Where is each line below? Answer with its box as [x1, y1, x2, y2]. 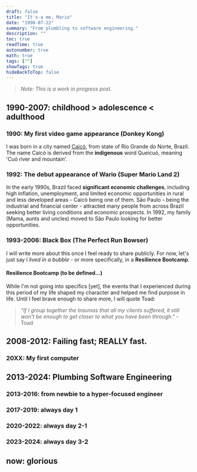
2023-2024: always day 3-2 [6, 438, 88, 446]
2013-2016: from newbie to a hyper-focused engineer [6, 390, 163, 398]
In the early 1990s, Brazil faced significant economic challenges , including [6, 184, 190, 191]
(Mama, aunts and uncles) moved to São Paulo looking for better [6, 215, 163, 222]
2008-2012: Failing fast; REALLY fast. [6, 337, 147, 347]
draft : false [6, 8, 38, 15]
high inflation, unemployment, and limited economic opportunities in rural [6, 190, 184, 197]
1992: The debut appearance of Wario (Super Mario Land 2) [6, 170, 180, 178]
